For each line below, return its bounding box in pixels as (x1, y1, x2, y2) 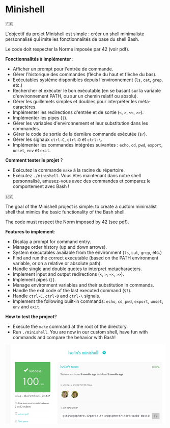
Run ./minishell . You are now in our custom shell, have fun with (12, 328, 148, 335)
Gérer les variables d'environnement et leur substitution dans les (12, 120, 149, 126)
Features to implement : (5, 228, 55, 234)
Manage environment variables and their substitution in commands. (12, 282, 154, 288)
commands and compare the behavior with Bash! (12, 334, 116, 340)
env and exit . (12, 303, 41, 310)
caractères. (12, 104, 37, 110)
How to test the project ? (5, 313, 57, 320)
